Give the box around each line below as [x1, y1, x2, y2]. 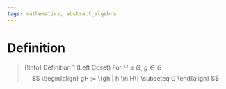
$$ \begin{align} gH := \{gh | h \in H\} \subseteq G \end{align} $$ [32, 74, 219, 82]
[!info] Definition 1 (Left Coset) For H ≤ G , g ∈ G [24, 63, 162, 72]
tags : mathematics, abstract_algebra [7, 10, 117, 17]
